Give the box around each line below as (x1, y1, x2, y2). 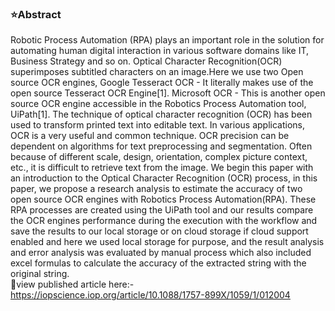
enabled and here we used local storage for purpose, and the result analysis (10, 236, 325, 248)
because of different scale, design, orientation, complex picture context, (10, 151, 308, 163)
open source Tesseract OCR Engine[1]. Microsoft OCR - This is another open (10, 87, 326, 99)
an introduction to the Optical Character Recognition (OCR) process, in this (10, 172, 318, 184)
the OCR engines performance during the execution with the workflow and (10, 215, 318, 227)
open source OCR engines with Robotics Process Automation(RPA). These (10, 193, 317, 206)
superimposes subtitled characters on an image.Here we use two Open (10, 66, 304, 78)
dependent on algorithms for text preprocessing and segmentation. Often (10, 140, 313, 152)
